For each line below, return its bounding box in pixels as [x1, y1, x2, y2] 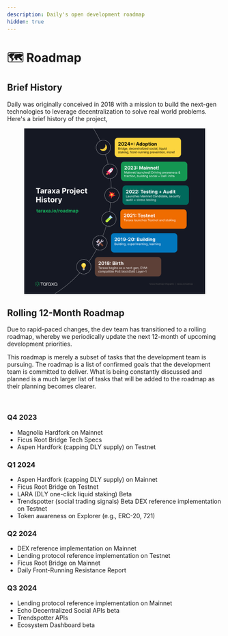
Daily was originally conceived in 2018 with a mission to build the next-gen [7, 100, 217, 108]
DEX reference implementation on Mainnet [16, 544, 137, 552]
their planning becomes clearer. [7, 382, 97, 390]
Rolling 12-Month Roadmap [7, 307, 125, 319]
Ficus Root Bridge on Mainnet [16, 559, 101, 568]
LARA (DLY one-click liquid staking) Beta [16, 490, 132, 498]
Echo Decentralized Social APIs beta [16, 606, 120, 614]
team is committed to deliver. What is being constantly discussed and [7, 368, 203, 376]
